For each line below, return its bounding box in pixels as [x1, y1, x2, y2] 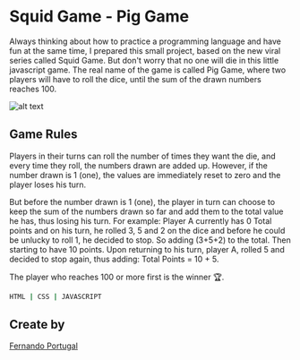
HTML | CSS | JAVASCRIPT [9, 292, 102, 301]
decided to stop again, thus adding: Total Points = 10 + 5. [9, 253, 219, 264]
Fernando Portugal [9, 340, 79, 351]
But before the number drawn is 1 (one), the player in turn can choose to [9, 196, 276, 207]
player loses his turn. [9, 179, 87, 190]
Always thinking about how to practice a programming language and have [9, 36, 282, 47]
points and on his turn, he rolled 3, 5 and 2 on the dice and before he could [9, 225, 286, 236]
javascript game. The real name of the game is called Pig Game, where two [9, 64, 287, 75]
